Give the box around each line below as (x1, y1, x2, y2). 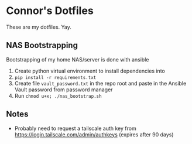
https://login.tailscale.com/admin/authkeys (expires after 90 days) (14, 131, 174, 138)
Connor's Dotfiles (6, 4, 94, 18)
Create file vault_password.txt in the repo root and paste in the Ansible (14, 80, 187, 87)
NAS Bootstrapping (6, 40, 78, 50)
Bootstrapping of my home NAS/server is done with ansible (6, 56, 149, 63)
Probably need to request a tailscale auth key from (14, 125, 136, 132)
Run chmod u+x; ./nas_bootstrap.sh (14, 92, 102, 99)
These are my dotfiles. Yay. (6, 23, 71, 30)
